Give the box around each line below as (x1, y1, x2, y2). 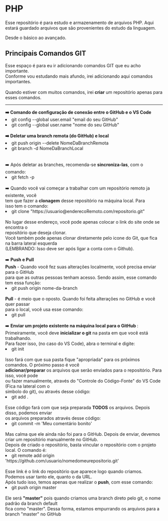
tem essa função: (5, 279, 41, 286)
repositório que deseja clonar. (5, 229, 66, 236)
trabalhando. (5, 335, 31, 341)
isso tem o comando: (5, 203, 48, 209)
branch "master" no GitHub (5, 511, 61, 517)
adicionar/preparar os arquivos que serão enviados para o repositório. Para (5, 367, 162, 373)
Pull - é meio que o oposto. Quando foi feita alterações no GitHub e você (5, 295, 155, 301)
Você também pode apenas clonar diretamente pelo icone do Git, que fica (5, 235, 157, 241)
